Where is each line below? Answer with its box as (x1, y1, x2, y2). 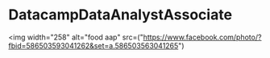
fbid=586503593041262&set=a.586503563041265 (8, 40, 179, 50)
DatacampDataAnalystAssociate (8, 6, 232, 24)
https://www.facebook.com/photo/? (143, 32, 262, 42)
